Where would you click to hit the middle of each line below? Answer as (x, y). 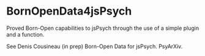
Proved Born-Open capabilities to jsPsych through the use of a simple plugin (103, 28)
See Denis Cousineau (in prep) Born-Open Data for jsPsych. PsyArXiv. (95, 46)
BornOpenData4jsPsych (69, 11)
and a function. (25, 34)
